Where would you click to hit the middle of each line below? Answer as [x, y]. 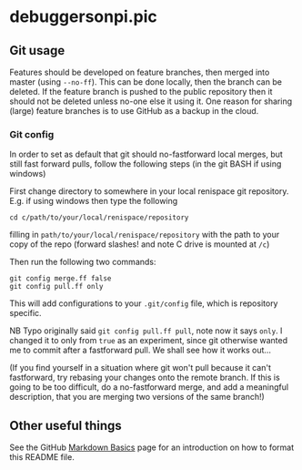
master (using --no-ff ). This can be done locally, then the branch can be [146, 82]
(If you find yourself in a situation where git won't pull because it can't [140, 368]
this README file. [42, 457]
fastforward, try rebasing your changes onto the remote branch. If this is [145, 378]
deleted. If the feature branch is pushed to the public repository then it [141, 92]
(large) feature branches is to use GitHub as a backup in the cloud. [134, 111]
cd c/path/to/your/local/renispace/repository [99, 218]
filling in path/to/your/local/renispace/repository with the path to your [145, 235]
